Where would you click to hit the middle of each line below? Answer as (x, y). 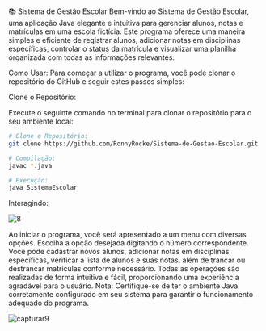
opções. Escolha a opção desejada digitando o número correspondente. (129, 243)
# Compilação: (32, 158)
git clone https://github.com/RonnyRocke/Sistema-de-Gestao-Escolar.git (133, 144)
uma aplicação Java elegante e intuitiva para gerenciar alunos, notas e (126, 23)
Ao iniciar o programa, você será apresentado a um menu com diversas (127, 235)
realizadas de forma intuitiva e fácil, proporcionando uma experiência (124, 278)
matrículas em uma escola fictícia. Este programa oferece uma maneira (127, 31)
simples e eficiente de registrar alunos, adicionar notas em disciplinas (125, 40)
